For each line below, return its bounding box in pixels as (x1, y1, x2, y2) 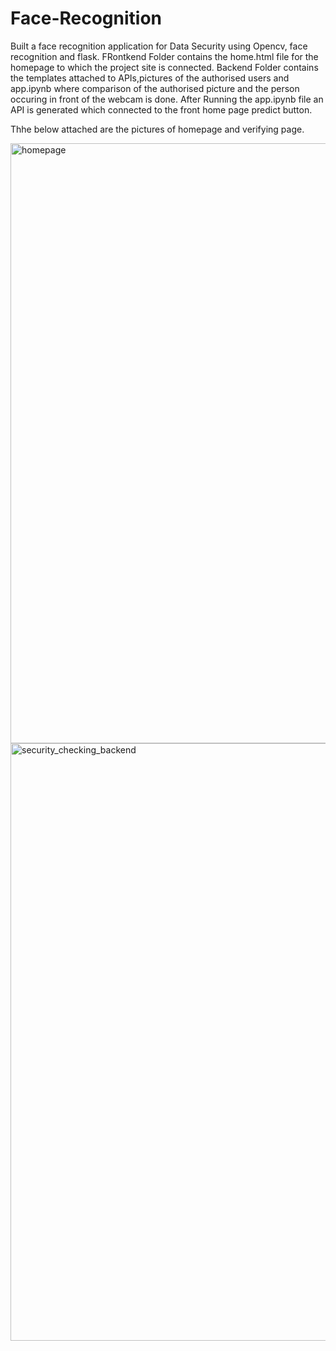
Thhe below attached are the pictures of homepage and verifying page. (10, 123, 305, 135)
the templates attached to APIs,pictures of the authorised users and (10, 72, 290, 84)
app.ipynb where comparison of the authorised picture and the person (10, 82, 300, 94)
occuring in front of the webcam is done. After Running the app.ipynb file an (10, 93, 324, 105)
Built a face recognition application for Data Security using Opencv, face (10, 40, 308, 52)
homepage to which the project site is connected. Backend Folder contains (10, 61, 319, 73)
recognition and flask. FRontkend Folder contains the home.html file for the (10, 50, 319, 62)
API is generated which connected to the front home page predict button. (10, 103, 313, 116)
